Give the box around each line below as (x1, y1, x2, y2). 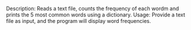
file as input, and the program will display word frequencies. (6, 18, 151, 24)
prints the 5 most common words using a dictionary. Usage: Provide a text (6, 11, 186, 18)
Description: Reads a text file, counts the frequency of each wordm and (6, 5, 179, 12)
